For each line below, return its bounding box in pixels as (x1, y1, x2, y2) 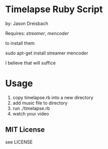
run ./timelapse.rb (12, 105, 50, 111)
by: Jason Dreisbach (5, 20, 48, 26)
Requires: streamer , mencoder (5, 30, 69, 36)
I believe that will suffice (5, 59, 56, 66)
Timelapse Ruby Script (5, 4, 103, 15)
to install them (5, 40, 35, 46)
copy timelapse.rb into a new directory (12, 94, 94, 100)
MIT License (5, 126, 45, 134)
